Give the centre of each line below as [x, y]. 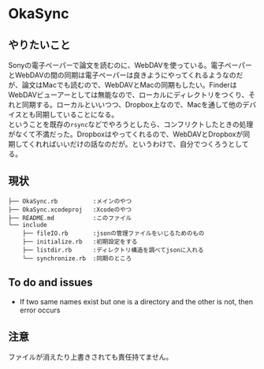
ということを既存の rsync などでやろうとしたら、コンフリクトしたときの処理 [131, 124]
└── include [28, 225]
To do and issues [50, 283]
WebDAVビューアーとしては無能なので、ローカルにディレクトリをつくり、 [128, 95]
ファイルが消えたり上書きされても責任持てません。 [91, 357]
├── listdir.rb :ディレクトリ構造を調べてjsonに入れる [113, 250]
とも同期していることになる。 [70, 114]
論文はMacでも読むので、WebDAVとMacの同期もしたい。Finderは [129, 85]
